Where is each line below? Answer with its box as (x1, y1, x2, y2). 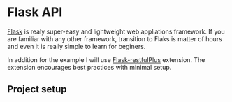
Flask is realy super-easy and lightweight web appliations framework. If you (7, 27, 225, 36)
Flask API (7, 4, 63, 20)
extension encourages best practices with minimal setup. (7, 63, 172, 71)
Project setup (7, 83, 68, 95)
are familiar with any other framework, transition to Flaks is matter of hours (7, 34, 222, 43)
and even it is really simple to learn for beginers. (7, 42, 146, 50)
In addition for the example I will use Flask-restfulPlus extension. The (7, 55, 205, 64)
